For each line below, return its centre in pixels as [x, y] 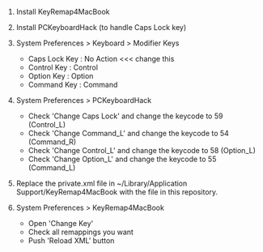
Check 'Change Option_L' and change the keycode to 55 [122, 159]
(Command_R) [52, 142]
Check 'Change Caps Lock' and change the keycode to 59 [125, 116]
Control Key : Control [63, 67]
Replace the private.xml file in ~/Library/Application [102, 183]
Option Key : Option [61, 76]
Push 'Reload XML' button [71, 241]
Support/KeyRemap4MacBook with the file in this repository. [117, 192]
